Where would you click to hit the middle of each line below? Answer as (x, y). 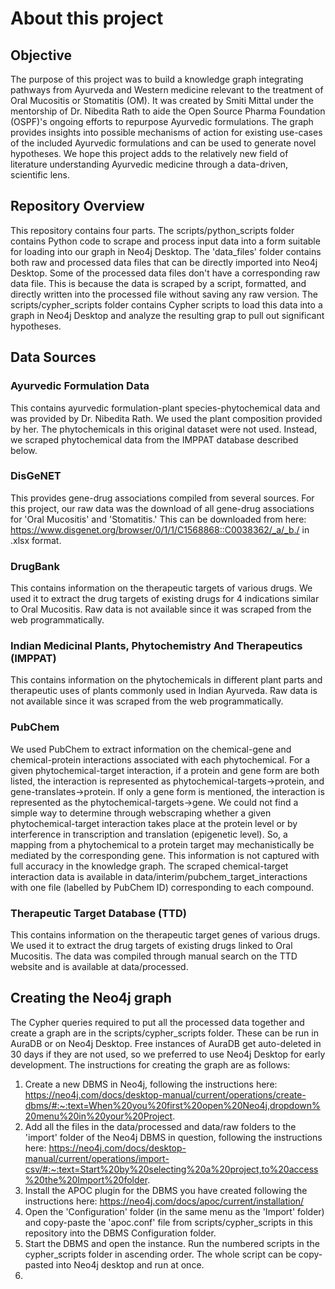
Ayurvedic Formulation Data (80, 386)
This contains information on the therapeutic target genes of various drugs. (165, 934)
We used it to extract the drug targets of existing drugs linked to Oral (151, 945)
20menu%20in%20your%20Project (98, 1116)
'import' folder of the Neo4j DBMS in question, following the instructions (173, 1137)
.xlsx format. (36, 540)
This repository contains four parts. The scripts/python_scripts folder (152, 230)
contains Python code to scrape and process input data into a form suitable (165, 241)
